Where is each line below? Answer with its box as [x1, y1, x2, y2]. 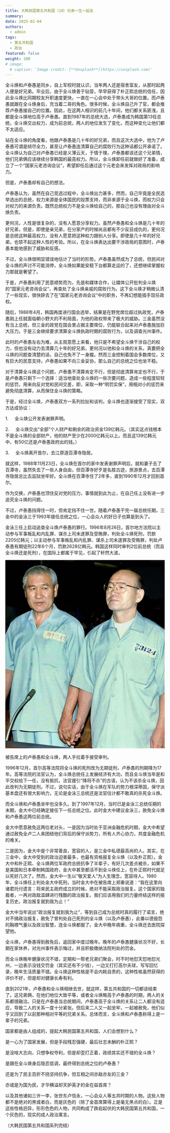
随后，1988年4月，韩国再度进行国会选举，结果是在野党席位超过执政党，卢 [5, 309, 160, 315]
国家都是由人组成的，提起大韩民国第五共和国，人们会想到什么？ [5, 1028, 138, 1034]
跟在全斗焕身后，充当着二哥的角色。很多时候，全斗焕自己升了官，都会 [14, 101, 160, 107]
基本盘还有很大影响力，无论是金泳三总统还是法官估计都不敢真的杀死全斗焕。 [5, 790, 165, 796]
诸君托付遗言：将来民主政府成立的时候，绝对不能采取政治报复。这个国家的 [5, 886, 160, 892]
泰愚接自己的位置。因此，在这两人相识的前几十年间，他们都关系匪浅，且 [14, 107, 165, 113]
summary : [5, 13, 24, 19]
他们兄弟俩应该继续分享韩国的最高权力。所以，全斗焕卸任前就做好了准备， [5, 156, 160, 162]
